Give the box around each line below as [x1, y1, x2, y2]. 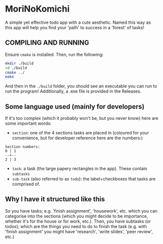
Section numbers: [5, 145, 40, 149]
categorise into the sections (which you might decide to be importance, [5, 213, 148, 219]
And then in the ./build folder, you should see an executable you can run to [5, 83, 157, 89]
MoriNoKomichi [5, 3, 70, 15]
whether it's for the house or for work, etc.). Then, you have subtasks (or [5, 218, 151, 224]
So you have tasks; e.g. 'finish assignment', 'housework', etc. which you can [5, 208, 158, 214]
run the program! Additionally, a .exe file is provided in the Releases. [5, 88, 142, 94]
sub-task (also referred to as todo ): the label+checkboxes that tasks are [12, 176, 156, 182]
